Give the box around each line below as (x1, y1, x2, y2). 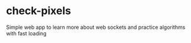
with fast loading (6, 29, 47, 37)
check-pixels (6, 4, 71, 18)
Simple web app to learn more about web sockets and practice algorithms (6, 24, 186, 31)
